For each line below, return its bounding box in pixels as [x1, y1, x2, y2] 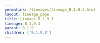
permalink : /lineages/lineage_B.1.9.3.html [4, 7, 96, 12]
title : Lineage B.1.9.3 [4, 16, 54, 21]
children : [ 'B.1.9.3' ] [4, 30, 51, 35]
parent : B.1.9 [4, 26, 34, 31]
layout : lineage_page [4, 12, 50, 17]
